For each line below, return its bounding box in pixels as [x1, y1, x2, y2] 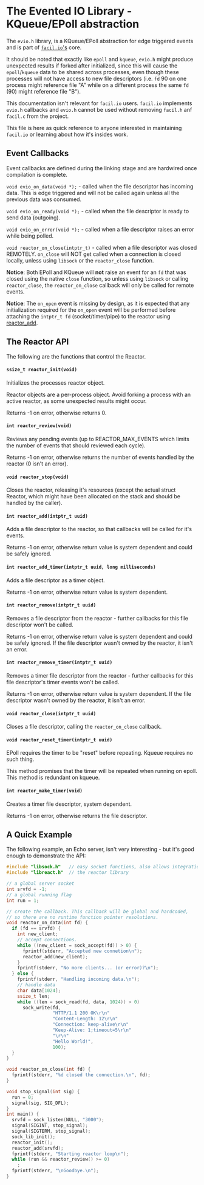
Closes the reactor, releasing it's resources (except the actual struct [6, 486, 176, 493]
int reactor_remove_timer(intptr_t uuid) [6, 659, 113, 666]
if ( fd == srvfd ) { [12, 926, 61, 932]
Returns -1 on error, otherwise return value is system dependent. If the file [6, 690, 191, 697]
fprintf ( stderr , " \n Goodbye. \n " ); [12, 1168, 99, 1174]
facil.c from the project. [6, 112, 69, 120]
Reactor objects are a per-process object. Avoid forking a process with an [6, 391, 191, 398]
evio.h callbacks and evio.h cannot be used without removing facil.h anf [6, 106, 192, 113]
